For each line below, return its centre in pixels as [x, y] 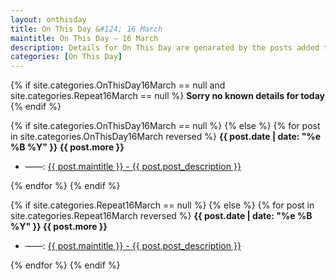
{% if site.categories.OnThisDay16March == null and [118, 85]
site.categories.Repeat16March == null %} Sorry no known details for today [168, 96]
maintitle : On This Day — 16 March [84, 38]
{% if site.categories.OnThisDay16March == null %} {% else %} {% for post [165, 126]
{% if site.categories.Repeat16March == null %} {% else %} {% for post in [162, 205]
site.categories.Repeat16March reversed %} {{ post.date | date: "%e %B [161, 216]
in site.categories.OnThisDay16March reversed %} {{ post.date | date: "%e [166, 137]
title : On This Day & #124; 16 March [86, 29]
